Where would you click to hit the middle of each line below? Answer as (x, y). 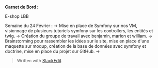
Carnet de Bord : (22, 7)
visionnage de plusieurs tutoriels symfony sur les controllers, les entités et (79, 31)
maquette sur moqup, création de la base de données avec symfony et (76, 46)
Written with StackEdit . (40, 61)
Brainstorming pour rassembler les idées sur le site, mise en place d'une (77, 41)
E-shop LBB (17, 16)
